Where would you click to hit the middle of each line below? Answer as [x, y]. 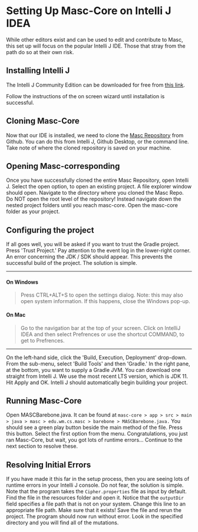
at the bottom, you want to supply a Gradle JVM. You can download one [93, 370]
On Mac [16, 315]
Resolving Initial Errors [49, 465]
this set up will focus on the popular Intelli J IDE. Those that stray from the [96, 46]
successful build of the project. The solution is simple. [72, 263]
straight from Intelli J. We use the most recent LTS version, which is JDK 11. [97, 376]
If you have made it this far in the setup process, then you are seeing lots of [98, 479]
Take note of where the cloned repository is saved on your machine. [89, 148]
